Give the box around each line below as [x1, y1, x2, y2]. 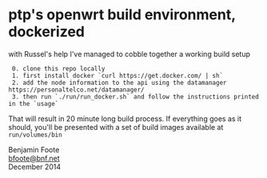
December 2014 [8, 162, 62, 172]
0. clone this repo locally [11, 64, 106, 73]
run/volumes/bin [8, 131, 62, 139]
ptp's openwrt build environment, [8, 6, 236, 24]
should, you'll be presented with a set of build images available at [8, 122, 224, 131]
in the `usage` [8, 99, 59, 107]
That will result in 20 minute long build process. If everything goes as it [8, 114, 242, 123]
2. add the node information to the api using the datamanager [11, 79, 227, 87]
